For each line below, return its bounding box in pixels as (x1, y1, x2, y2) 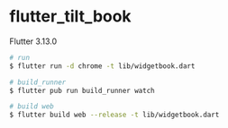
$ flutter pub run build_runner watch (9, 86, 155, 95)
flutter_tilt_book (9, 6, 132, 27)
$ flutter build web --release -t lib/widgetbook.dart (9, 110, 220, 120)
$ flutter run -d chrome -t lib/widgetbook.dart (9, 61, 196, 71)
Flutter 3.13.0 (9, 36, 58, 47)
